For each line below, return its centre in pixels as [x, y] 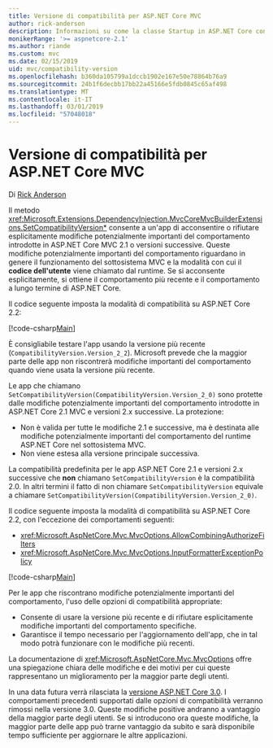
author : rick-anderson [47, 24]
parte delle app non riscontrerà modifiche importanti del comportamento [130, 361]
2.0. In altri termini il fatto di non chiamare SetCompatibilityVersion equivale [136, 486]
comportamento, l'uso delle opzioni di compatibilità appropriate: [115, 601]
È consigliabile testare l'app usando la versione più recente [107, 343]
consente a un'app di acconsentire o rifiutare [184, 227]
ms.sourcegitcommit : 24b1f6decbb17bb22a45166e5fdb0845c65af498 [118, 84]
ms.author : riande [39, 46]
